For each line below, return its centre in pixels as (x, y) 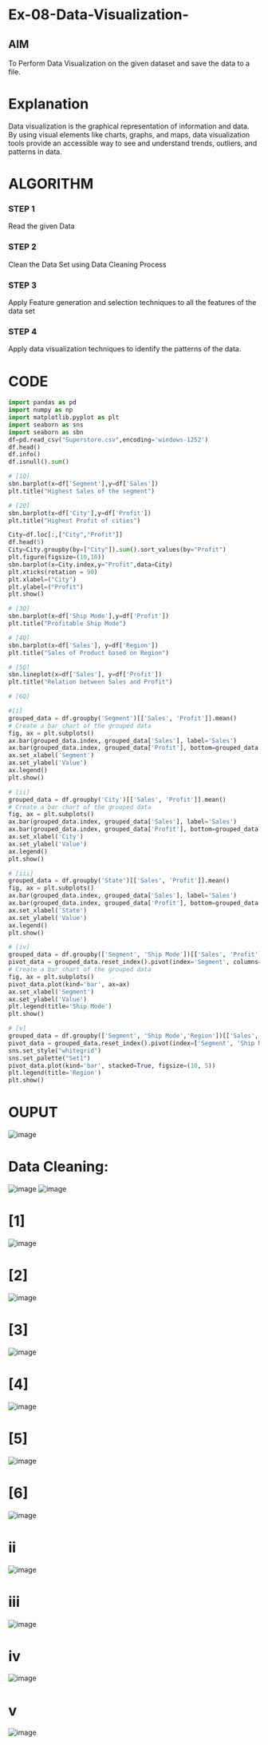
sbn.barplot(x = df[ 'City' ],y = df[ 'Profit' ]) (80, 513)
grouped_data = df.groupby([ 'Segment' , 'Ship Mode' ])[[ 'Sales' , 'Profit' (134, 955)
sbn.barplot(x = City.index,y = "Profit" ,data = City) (91, 565)
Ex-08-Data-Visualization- (99, 15)
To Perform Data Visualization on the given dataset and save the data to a (129, 63)
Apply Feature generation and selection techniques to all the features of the (132, 303)
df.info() (25, 454)
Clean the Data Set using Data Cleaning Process (87, 264)
